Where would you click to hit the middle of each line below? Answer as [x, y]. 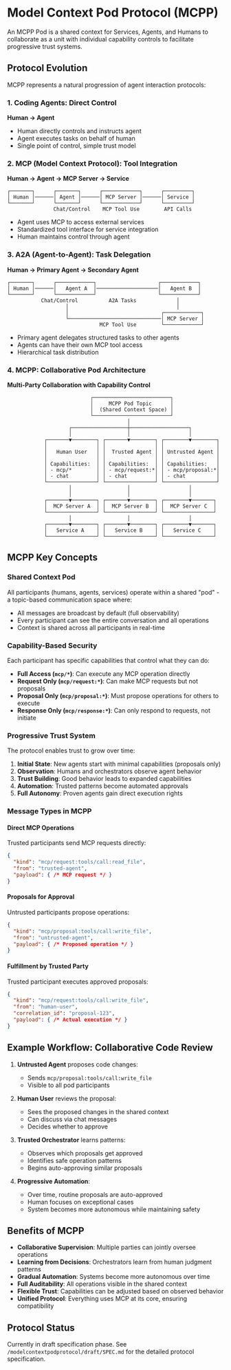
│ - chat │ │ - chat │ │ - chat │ [132, 476]
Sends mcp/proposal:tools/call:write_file [90, 1078]
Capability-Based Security [52, 645]
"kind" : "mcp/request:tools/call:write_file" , [81, 1001]
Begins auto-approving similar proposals [85, 1168]
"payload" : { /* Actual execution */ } [70, 1020]
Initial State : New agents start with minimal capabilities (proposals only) [119, 764]
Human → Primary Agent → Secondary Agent [73, 270]
